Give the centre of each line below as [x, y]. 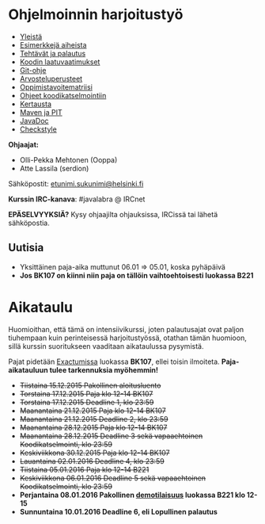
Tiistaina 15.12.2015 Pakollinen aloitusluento [90, 385]
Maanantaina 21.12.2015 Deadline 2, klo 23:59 [94, 419]
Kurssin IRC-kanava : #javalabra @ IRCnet [77, 199]
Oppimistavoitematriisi [56, 87]
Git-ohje [33, 70]
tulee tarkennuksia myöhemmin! [104, 369]
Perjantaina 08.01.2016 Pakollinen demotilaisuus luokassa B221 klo [132, 495]
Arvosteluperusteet [51, 78]
